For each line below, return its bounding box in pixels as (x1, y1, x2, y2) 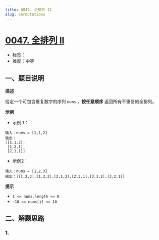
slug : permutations (5, 12, 46, 17)
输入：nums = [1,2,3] (5, 169, 48, 174)
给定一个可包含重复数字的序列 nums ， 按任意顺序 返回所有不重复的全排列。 (5, 98, 157, 104)
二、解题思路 (5, 214, 45, 223)
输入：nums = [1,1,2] (5, 131, 48, 136)
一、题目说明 (5, 74, 45, 82)
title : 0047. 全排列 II (5, 7, 52, 12)
